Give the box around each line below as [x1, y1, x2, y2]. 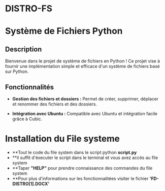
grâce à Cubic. [12, 116, 42, 122]
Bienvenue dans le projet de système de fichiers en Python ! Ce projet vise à [5, 58, 160, 64]
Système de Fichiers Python [5, 26, 123, 37]
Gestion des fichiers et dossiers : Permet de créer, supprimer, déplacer [12, 96, 159, 101]
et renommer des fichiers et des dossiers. [12, 101, 98, 107]
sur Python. [5, 68, 29, 74]
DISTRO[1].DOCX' [12, 181, 50, 187]
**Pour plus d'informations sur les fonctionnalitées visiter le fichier [12, 175, 149, 181]
